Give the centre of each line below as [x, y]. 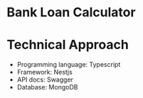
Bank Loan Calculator [71, 12]
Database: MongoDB [47, 87]
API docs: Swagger [45, 80]
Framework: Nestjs [44, 72]
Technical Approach [68, 45]
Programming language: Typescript [69, 65]
